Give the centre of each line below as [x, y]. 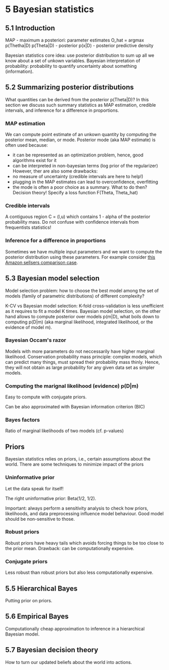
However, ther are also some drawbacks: [55, 171]
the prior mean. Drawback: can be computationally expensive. [70, 548]
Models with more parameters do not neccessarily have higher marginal [80, 351]
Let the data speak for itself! [35, 488]
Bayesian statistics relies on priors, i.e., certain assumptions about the [78, 459]
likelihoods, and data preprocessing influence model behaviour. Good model [84, 513]
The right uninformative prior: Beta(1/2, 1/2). [51, 498]
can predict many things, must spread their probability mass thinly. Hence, [82, 362]
